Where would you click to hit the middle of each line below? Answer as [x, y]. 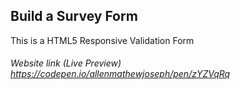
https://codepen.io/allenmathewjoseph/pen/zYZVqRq [120, 74]
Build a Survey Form [74, 16]
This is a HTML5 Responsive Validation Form [102, 40]
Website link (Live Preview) [66, 63]
